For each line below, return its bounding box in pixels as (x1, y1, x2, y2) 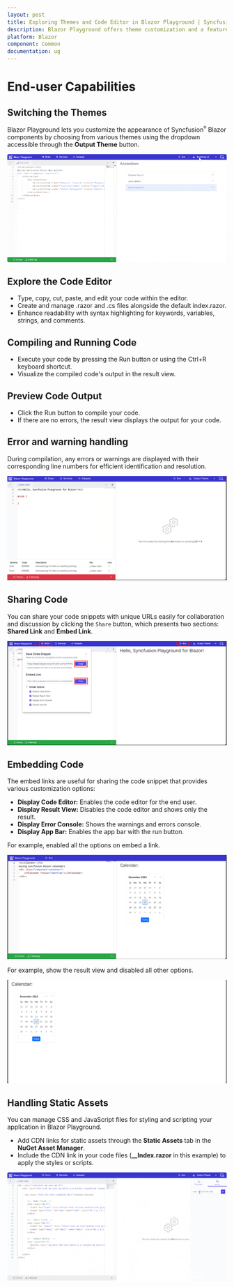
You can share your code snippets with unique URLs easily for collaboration (7, 612, 225, 620)
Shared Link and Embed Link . (7, 627, 93, 635)
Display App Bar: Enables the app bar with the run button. (17, 828, 185, 836)
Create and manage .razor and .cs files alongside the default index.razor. (17, 302, 227, 310)
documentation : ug (7, 48, 61, 55)
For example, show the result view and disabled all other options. (7, 966, 194, 975)
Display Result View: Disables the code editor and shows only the (17, 806, 208, 814)
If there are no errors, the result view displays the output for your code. (17, 416, 221, 424)
